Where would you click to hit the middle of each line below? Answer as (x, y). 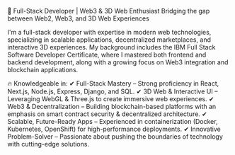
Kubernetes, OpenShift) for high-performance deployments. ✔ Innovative (114, 129)
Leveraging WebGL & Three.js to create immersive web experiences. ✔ (111, 99)
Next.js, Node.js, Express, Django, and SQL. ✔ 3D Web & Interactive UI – (113, 91)
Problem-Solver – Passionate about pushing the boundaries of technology (115, 137)
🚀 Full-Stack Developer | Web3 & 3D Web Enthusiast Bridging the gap (109, 11)
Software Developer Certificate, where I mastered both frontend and (107, 54)
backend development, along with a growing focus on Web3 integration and (118, 62)
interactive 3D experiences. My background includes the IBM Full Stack (111, 47)
